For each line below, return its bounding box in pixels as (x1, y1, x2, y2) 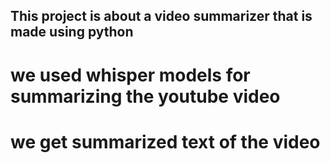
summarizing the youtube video (10, 85, 281, 108)
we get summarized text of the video (10, 130, 321, 153)
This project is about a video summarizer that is (10, 8, 313, 25)
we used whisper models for (10, 64, 251, 86)
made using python (10, 24, 134, 41)
